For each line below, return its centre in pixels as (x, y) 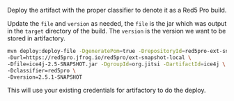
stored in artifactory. (37, 38)
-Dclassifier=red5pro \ (42, 70)
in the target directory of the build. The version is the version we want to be (117, 31)
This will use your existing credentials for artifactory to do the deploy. (107, 91)
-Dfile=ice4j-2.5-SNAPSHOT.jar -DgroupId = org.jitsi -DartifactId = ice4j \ (117, 64)
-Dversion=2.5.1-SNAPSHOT (45, 77)
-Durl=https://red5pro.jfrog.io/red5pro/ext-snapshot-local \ (99, 57)
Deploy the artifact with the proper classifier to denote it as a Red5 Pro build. (117, 10)
